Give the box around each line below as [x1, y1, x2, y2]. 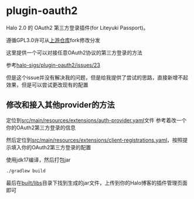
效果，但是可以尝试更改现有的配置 [6, 81, 89, 88]
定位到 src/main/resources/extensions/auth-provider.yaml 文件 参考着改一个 [6, 116, 187, 123]
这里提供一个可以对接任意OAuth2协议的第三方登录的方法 [6, 49, 142, 56]
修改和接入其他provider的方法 [6, 100, 115, 110]
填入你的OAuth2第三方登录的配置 [11, 143, 91, 150]
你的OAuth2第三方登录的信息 [6, 124, 76, 131]
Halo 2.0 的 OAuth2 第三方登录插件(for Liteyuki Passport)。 [6, 24, 149, 31]
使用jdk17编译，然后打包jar [6, 156, 71, 163]
